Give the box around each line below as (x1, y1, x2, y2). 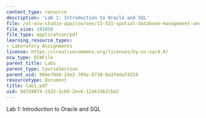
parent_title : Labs (6, 60, 56, 66)
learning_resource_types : (6, 37, 72, 43)
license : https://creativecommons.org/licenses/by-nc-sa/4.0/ (6, 49, 169, 55)
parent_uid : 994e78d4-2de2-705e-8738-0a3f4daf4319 (6, 72, 139, 78)
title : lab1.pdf (6, 83, 48, 89)
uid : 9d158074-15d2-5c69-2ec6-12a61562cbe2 (6, 89, 120, 95)
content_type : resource (6, 9, 67, 15)
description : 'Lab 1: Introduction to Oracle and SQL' (6, 15, 150, 21)
